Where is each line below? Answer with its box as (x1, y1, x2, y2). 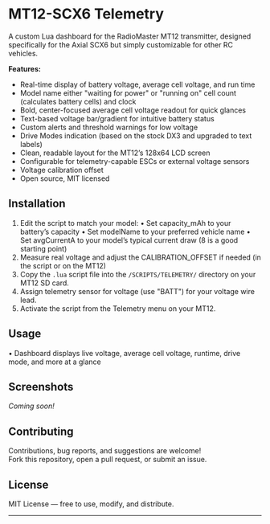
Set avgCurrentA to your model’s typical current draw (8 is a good (19, 235, 239, 245)
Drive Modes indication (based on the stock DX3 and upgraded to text (19, 130, 252, 141)
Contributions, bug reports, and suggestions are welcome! (8, 446, 202, 456)
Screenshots (8, 379, 74, 394)
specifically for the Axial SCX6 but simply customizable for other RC (8, 39, 234, 49)
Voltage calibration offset (19, 165, 104, 174)
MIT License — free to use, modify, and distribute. (8, 499, 174, 509)
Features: (8, 63, 42, 73)
